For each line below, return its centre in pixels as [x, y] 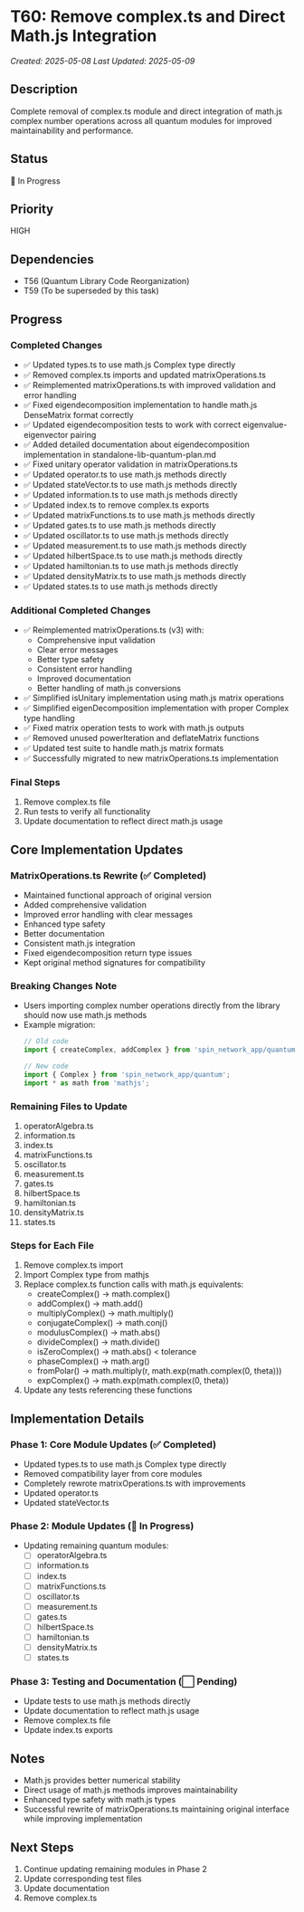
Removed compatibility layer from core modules [113, 1474]
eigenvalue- [265, 424]
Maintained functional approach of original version [117, 895]
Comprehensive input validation [96, 641]
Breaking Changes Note [63, 986]
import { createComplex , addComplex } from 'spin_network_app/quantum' [161, 1050]
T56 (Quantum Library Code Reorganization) [106, 281]
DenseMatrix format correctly [78, 414]
